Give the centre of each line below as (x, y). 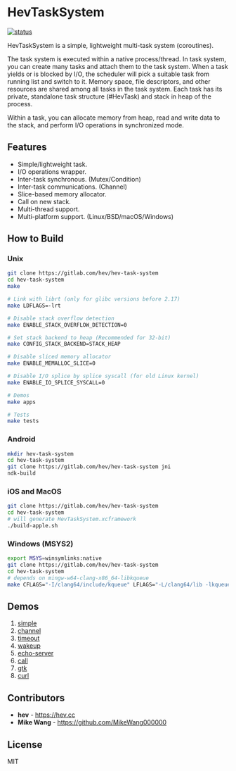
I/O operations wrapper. (52, 171)
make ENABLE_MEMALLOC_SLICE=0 (52, 363)
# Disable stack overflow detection (61, 318)
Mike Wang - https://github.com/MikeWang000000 (92, 722)
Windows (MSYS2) (40, 544)
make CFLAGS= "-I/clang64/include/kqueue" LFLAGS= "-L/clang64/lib (105, 584)
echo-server (35, 653)
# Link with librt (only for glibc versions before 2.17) (94, 299)
